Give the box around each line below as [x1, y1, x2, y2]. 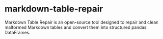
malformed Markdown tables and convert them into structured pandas [4, 24, 147, 30]
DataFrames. [4, 29, 30, 35]
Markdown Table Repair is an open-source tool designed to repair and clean [4, 19, 159, 25]
